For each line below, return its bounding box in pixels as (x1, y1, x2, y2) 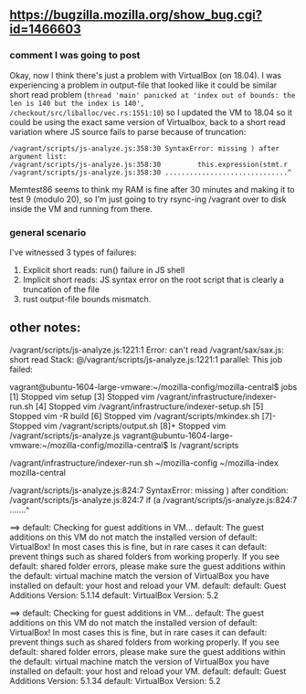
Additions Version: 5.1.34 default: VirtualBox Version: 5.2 (9, 675, 221, 686)
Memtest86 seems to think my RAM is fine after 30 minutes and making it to (9, 184, 295, 195)
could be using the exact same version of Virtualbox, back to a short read (9, 116, 286, 127)
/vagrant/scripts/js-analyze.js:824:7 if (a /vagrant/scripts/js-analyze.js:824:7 (9, 494, 298, 505)
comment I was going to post (9, 49, 141, 62)
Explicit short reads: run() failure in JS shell (22, 264, 185, 275)
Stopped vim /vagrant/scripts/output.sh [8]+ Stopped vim (9, 420, 227, 431)
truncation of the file (22, 283, 100, 295)
